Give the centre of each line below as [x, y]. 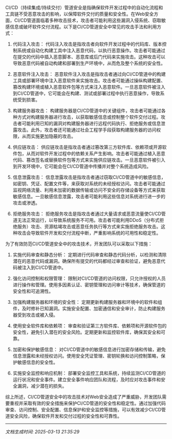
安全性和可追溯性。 [33, 291]
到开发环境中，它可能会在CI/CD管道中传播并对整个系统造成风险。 [82, 166]
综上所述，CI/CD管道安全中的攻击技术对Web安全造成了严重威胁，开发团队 [84, 397]
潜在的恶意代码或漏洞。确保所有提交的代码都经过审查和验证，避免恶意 [87, 261]
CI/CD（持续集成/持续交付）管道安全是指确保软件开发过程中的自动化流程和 [84, 7]
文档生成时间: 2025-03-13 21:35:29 [42, 432]
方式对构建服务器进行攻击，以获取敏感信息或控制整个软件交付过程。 [89, 117]
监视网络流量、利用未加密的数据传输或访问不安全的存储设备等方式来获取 [89, 190]
